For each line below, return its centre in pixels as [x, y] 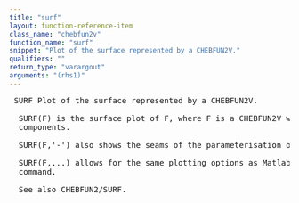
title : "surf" [36, 17]
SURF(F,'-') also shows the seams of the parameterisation [150, 145]
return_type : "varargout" [57, 68]
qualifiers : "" [37, 59]
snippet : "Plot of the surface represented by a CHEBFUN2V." [125, 51]
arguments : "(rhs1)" [48, 76]
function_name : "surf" [51, 42]
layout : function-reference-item [71, 26]
